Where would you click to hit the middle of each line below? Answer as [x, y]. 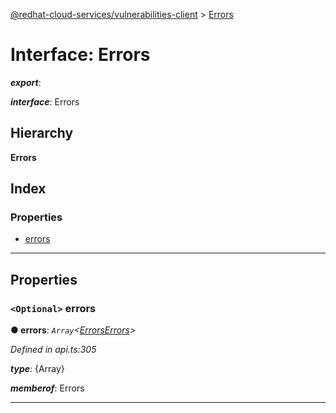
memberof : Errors [47, 388]
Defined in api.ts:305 [53, 350]
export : [26, 82]
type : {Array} [37, 369]
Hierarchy [42, 133]
